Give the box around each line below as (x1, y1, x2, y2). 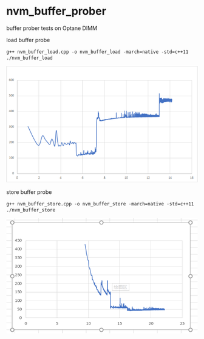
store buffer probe (6, 188, 52, 196)
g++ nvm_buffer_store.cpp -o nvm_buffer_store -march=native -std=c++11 (6, 201, 194, 207)
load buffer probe (6, 36, 50, 43)
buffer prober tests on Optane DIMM (6, 24, 98, 32)
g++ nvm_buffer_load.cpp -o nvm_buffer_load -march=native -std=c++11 (6, 49, 189, 55)
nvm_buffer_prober (6, 4, 106, 18)
